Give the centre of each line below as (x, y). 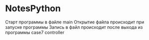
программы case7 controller (35, 32)
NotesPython (33, 9)
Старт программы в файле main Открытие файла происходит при (75, 22)
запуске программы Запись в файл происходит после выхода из (74, 27)
